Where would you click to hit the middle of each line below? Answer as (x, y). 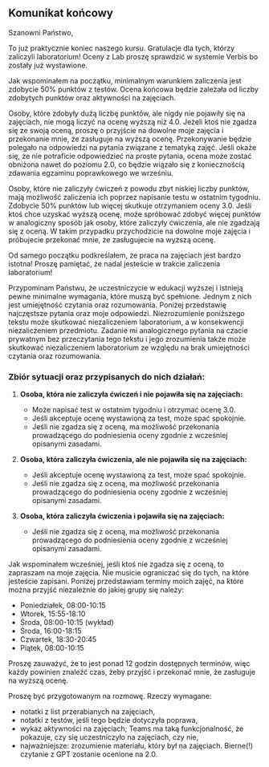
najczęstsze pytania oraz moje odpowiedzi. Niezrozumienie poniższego (126, 313)
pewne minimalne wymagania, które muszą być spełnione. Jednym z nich (130, 296)
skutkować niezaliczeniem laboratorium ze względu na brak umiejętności (129, 347)
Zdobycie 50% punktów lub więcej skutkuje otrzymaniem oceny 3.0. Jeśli (130, 205)
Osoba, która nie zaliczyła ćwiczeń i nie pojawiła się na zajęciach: (131, 394)
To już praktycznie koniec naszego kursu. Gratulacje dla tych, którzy (122, 48)
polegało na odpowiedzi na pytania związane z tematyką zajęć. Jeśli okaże (132, 147)
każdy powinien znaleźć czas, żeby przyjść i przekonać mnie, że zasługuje (132, 672)
